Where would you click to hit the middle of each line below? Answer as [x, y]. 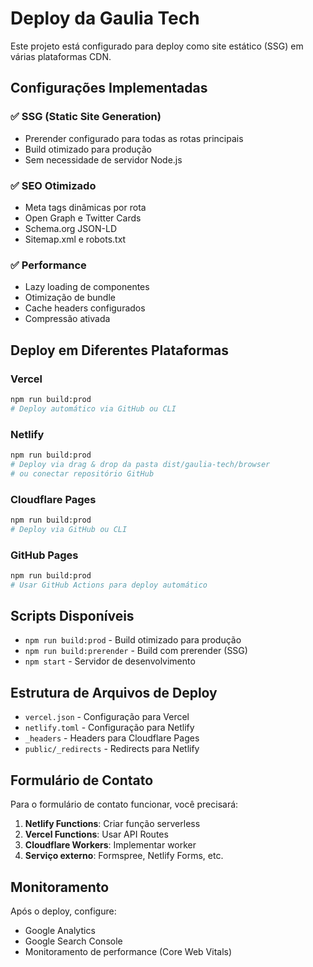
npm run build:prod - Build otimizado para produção [133, 640]
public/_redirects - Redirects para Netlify [112, 749]
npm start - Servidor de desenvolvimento [110, 661]
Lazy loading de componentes [87, 287]
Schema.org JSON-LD [71, 228]
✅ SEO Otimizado [53, 185]
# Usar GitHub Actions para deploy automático [109, 585]
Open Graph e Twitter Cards [83, 218]
